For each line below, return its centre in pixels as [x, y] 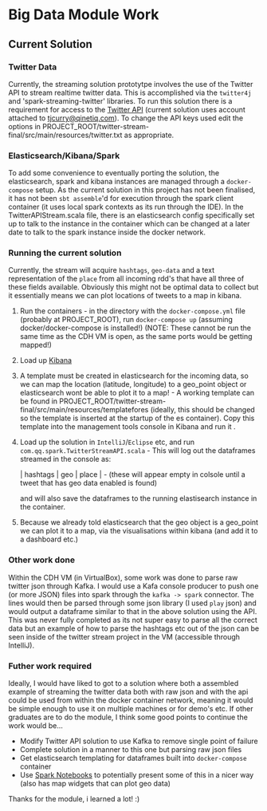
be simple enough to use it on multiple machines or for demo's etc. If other [131, 709]
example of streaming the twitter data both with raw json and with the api [128, 692]
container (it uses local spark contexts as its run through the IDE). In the [126, 207]
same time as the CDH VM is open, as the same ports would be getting [136, 337]
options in [25, 126]
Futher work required [50, 666]
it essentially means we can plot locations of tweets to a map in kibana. [125, 296]
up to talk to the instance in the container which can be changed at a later [129, 224]
